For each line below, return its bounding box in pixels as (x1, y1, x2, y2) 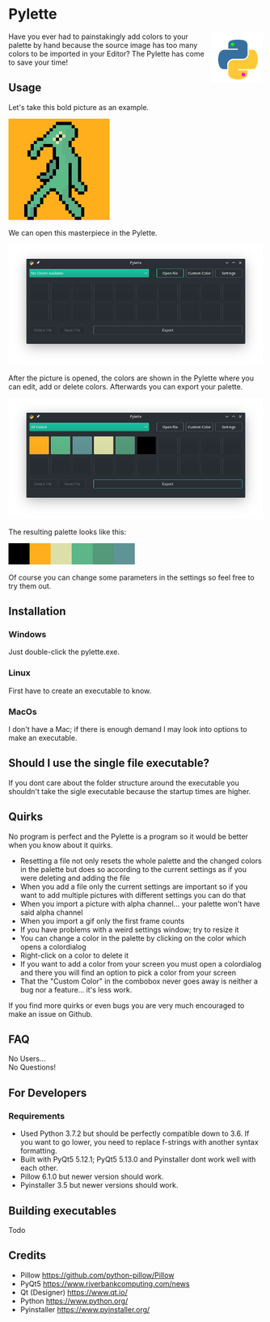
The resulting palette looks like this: (8, 527, 127, 537)
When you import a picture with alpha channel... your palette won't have (19, 899, 260, 908)
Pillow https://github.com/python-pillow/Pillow (19, 1270, 175, 1280)
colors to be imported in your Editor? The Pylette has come (8, 49, 205, 58)
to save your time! (8, 57, 69, 67)
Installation (8, 605, 66, 618)
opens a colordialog (19, 942, 86, 951)
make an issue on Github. (8, 1009, 93, 1018)
